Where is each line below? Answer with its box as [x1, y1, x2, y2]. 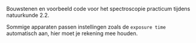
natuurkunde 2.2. [6, 12, 50, 19]
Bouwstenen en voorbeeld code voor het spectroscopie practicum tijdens [6, 5, 191, 12]
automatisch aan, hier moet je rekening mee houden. [6, 30, 138, 37]
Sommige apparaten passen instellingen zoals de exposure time [6, 24, 166, 30]
